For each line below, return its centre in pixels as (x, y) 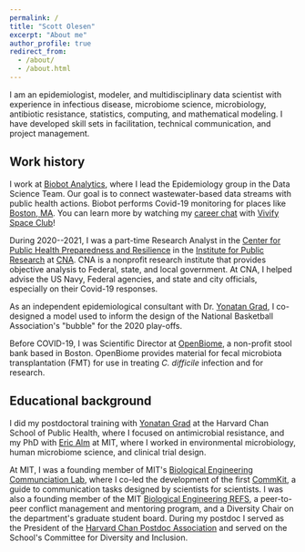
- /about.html (44, 69)
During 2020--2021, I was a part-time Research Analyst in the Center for (145, 240)
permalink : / (34, 18)
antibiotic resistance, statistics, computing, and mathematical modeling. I (146, 114)
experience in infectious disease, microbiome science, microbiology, (138, 104)
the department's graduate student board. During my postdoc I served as (147, 518)
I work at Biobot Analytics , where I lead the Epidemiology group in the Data (150, 184)
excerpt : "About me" (49, 35)
